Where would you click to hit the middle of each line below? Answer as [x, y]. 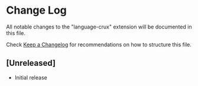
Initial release [31, 77]
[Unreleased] [31, 63]
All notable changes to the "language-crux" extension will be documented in [99, 27]
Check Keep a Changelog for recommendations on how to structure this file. [99, 44]
